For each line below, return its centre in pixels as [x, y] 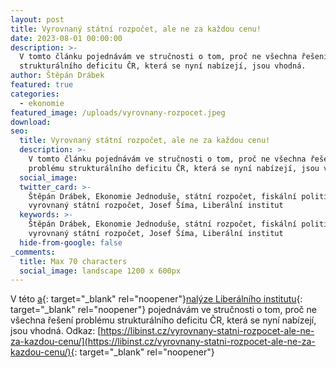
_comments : [33, 252]
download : [31, 122]
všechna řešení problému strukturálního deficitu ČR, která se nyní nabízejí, [163, 320]
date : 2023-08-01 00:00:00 [66, 38]
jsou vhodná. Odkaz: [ [56, 331]
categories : [35, 94]
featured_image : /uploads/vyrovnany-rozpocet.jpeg [118, 112]
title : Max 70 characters [73, 261]
